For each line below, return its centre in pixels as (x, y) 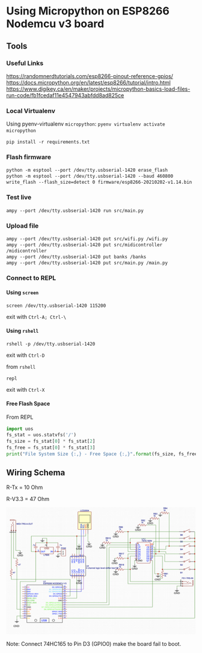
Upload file (23, 225)
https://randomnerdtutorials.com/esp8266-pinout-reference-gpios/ (90, 76)
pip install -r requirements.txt (48, 142)
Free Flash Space (28, 403)
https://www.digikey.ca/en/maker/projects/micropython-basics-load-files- (98, 89)
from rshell (21, 367)
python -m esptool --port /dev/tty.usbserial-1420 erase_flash (87, 170)
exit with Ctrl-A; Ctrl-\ (36, 317)
